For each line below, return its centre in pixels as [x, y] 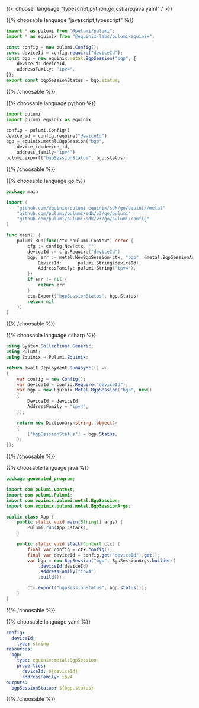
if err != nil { [47, 279]
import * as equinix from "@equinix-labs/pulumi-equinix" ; [81, 36]
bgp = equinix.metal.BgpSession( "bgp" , [55, 141]
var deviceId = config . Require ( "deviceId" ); [73, 385]
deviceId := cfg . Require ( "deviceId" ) [74, 252]
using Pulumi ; [24, 352]
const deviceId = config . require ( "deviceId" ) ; [65, 53]
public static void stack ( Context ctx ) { [68, 544]
